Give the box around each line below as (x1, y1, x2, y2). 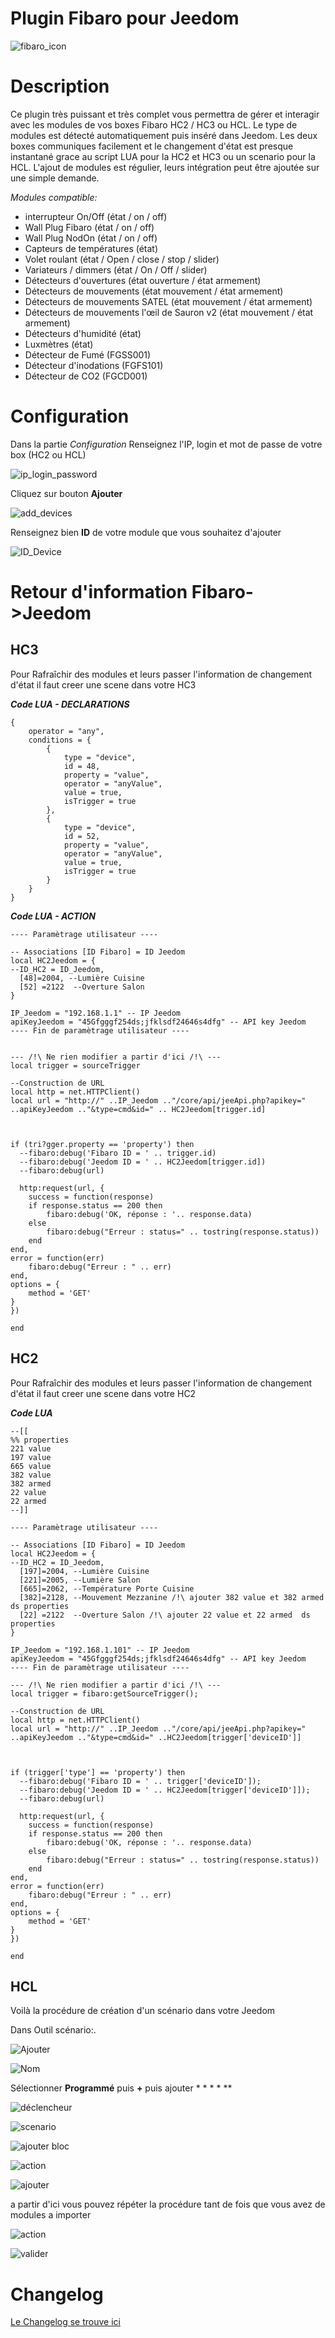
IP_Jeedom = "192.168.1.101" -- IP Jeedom (10, 1645, 190, 1655)
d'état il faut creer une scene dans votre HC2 (10, 1387, 197, 1399)
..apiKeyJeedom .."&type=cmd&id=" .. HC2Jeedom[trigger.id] (10, 1104, 267, 1114)
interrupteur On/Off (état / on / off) (24, 210, 168, 222)
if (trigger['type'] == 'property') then (10, 1767, 186, 1777)
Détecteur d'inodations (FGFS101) (24, 359, 164, 371)
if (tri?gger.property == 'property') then (10, 1139, 195, 1149)
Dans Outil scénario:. (10, 2024, 97, 2036)
